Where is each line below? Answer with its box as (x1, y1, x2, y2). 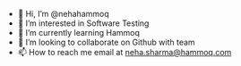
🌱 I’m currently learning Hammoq (17, 28, 141, 37)
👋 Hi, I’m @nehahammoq (17, 9, 109, 19)
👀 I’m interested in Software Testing (17, 18, 150, 29)
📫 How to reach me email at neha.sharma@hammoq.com (17, 47, 232, 57)
